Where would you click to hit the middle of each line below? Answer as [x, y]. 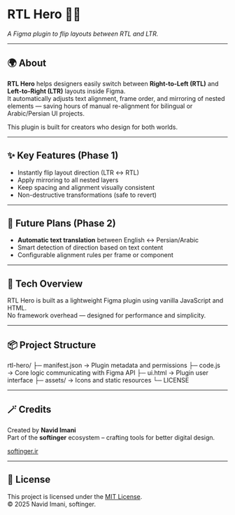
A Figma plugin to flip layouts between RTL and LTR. [83, 34]
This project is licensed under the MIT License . [75, 496]
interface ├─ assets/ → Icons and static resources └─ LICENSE [98, 380]
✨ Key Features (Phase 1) [63, 156]
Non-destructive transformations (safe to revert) [87, 195]
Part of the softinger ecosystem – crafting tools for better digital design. [111, 437]
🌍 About [27, 63]
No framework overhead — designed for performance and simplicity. [107, 315]
